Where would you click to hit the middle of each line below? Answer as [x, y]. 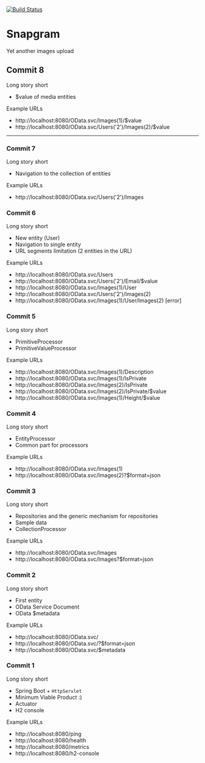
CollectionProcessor [41, 529]
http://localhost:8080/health [51, 740]
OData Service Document [47, 607]
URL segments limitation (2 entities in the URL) [74, 251]
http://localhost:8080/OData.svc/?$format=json [75, 643]
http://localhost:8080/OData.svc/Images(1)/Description [84, 372]
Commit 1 [20, 665]
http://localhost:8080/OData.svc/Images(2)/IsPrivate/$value [91, 391]
